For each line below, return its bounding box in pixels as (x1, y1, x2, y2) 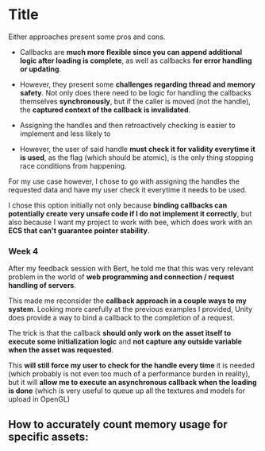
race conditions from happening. (19, 161, 127, 170)
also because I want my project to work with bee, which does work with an (8, 217, 252, 227)
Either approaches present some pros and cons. (8, 32, 166, 41)
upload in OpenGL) (8, 395, 70, 404)
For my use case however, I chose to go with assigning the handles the (8, 177, 240, 186)
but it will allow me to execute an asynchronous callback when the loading (8, 378, 257, 387)
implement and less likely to (19, 129, 111, 138)
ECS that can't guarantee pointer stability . (8, 225, 150, 235)
